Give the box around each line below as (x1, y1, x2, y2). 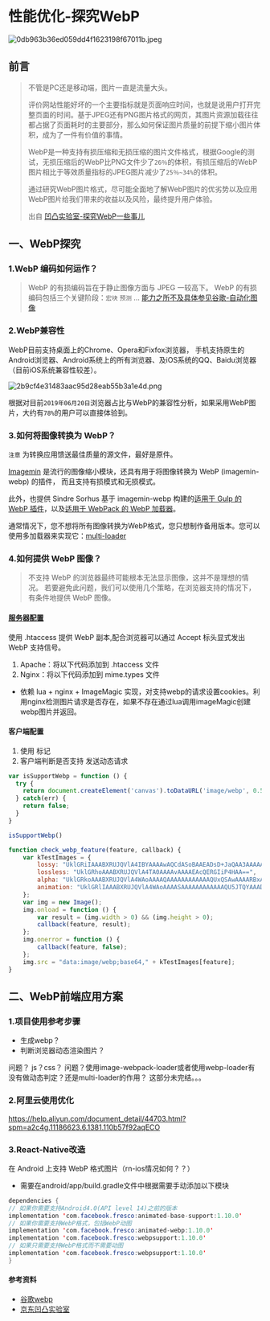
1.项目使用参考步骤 (8, 1015, 81, 1027)
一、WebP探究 (8, 237, 82, 251)
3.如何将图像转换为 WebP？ (8, 429, 117, 441)
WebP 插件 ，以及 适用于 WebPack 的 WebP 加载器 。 (8, 504, 181, 514)
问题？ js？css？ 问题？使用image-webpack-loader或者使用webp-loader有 (8, 1063, 256, 1073)
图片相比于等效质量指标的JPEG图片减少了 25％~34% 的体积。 (27, 166, 223, 177)
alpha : (37, 876, 59, 884)
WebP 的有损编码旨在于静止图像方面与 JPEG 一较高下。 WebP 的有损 (27, 283, 257, 293)
